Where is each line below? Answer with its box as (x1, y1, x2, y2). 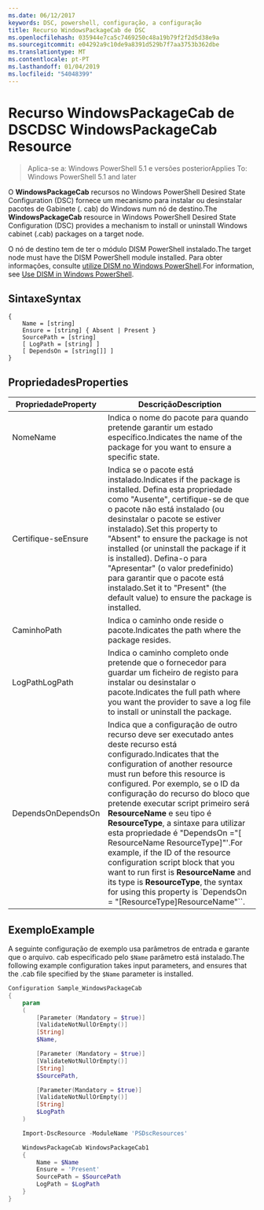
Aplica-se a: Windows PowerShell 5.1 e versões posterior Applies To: (27, 163, 247, 173)
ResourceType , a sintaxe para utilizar (107, 818, 246, 829)
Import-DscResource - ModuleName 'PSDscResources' (22, 1129, 189, 1138)
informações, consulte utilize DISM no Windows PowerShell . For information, (8, 261, 255, 270)
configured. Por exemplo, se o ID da (107, 779, 240, 790)
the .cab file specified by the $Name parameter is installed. (8, 969, 194, 979)
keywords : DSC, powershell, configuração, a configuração (8, 19, 202, 27)
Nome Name (12, 432, 57, 443)
